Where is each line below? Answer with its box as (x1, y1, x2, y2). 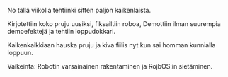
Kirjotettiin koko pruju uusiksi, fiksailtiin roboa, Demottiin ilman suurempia (7, 20, 221, 28)
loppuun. (7, 49, 33, 57)
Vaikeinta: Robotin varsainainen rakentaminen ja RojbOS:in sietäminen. (7, 62, 213, 70)
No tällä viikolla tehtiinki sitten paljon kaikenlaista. (7, 6, 151, 14)
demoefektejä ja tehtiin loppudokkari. (7, 28, 115, 35)
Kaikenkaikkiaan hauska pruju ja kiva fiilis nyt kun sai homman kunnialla (7, 41, 216, 49)
